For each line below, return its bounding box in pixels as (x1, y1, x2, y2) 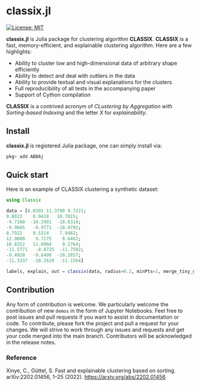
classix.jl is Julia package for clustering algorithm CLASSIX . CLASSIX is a (6, 35, 189, 42)
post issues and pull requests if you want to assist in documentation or (6, 313, 180, 321)
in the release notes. (6, 338, 57, 346)
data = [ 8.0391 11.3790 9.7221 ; (6, 208, 86, 214)
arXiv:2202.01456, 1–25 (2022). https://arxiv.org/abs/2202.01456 (6, 374, 166, 381)
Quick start (6, 170, 49, 180)
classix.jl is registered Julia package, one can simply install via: (6, 142, 162, 149)
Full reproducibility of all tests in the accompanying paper (14, 84, 156, 92)
